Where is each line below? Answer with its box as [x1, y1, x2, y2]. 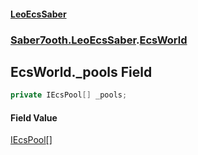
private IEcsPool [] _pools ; [10, 90, 128, 100]
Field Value [10, 111, 58, 124]
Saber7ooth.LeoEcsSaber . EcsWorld [10, 33, 188, 47]
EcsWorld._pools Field [10, 63, 153, 80]
